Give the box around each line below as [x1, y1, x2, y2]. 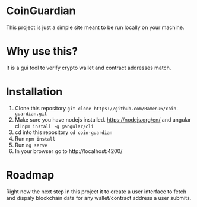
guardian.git [14, 111, 47, 117]
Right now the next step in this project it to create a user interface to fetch [6, 188, 187, 195]
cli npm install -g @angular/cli [14, 122, 94, 129]
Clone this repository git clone [14, 104, 92, 112]
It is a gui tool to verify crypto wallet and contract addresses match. [6, 64, 171, 71]
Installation [6, 85, 63, 98]
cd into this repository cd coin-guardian [14, 129, 113, 136]
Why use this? [6, 44, 78, 58]
